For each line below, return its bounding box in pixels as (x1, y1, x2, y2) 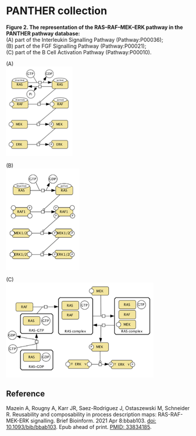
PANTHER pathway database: (6, 29, 81, 37)
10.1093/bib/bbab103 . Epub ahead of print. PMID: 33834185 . (6, 423, 152, 430)
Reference (6, 389, 45, 399)
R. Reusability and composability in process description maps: (6, 411, 157, 418)
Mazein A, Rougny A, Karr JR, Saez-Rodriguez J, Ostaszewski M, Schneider (6, 404, 190, 411)
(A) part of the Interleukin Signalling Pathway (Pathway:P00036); (6, 36, 164, 43)
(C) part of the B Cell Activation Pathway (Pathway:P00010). (6, 48, 152, 55)
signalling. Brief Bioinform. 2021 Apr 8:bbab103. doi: (30, 417, 157, 424)
